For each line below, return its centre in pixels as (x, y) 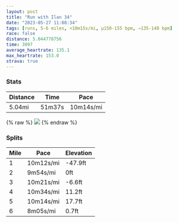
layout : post (22, 12)
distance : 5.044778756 (34, 39)
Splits (14, 138)
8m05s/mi (42, 211)
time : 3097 (19, 45)
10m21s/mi (44, 182)
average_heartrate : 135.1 (38, 50)
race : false (21, 34)
